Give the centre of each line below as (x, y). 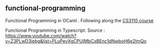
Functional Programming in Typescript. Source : (55, 30)
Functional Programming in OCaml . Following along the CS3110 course (80, 20)
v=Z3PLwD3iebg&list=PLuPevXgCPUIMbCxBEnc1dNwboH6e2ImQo (76, 41)
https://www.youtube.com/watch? (41, 35)
